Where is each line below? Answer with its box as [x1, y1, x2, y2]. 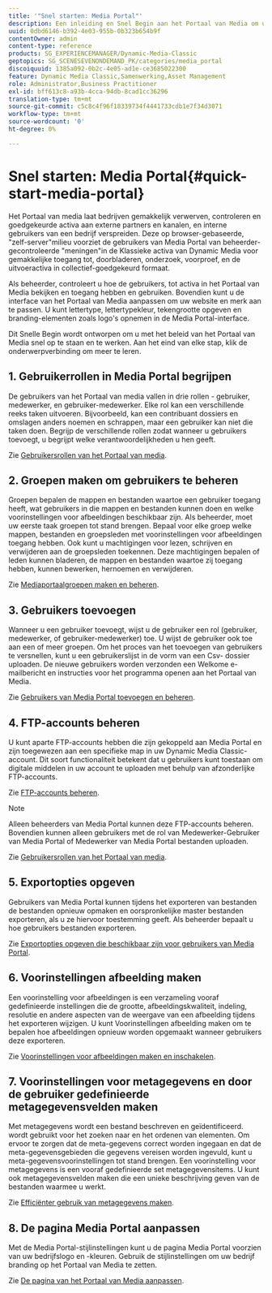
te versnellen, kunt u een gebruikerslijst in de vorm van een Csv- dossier [8, 651, 250, 661]
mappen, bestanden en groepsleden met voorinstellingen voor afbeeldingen [8, 529, 262, 540]
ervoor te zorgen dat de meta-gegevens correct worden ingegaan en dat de [8, 1139, 261, 1149]
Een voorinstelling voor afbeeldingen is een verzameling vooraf [8, 992, 219, 1002]
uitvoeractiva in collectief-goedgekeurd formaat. [8, 263, 170, 273]
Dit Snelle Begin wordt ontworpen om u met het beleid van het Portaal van [8, 329, 256, 338]
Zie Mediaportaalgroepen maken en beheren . [8, 580, 159, 589]
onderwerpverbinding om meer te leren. [8, 346, 142, 356]
